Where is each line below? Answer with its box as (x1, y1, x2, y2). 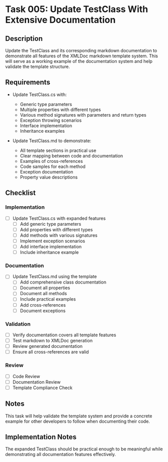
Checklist (5, 189, 36, 197)
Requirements (5, 78, 50, 86)
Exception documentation (20, 168, 73, 174)
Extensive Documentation (5, 14, 116, 26)
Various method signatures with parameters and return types (20, 112, 147, 118)
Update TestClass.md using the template (12, 273, 97, 280)
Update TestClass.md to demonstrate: (12, 137, 92, 144)
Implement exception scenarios (20, 238, 86, 244)
